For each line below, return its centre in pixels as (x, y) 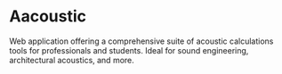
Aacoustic (48, 16)
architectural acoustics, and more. (72, 60)
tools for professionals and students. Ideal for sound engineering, (129, 50)
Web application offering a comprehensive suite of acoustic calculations (141, 41)
